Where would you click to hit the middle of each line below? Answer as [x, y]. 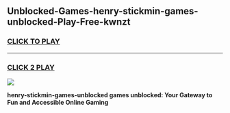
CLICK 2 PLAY [31, 67]
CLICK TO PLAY [34, 42]
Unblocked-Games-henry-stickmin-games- [103, 11]
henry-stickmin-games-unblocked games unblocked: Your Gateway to [110, 95]
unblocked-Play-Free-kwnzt [69, 22]
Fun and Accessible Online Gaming [58, 102]
